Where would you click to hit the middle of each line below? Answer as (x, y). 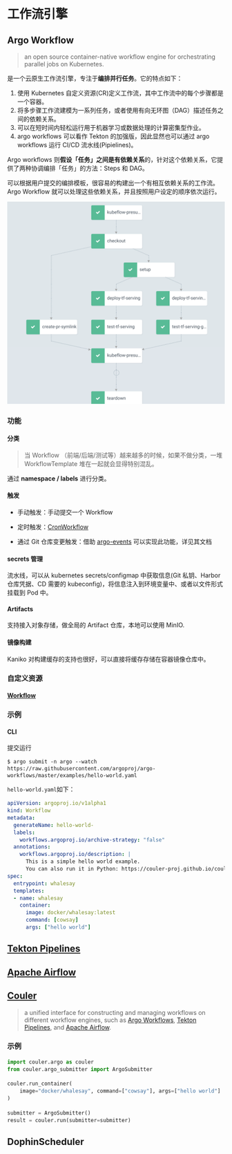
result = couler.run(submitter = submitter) (69, 1120)
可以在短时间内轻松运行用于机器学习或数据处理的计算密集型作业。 (111, 128)
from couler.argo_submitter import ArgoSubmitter (80, 1069)
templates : (29, 891)
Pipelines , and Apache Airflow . (68, 1027)
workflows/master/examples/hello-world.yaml (72, 776)
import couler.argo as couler (51, 1062)
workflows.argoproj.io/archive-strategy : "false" (93, 840)
